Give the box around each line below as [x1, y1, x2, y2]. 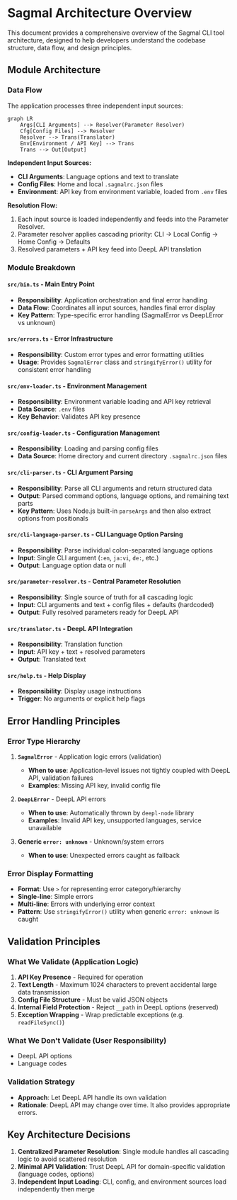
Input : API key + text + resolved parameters [17, 647, 146, 656]
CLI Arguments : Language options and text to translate [17, 172, 179, 181]
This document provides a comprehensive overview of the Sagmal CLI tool [7, 28, 225, 37]
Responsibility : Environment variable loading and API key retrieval [17, 397, 211, 406]
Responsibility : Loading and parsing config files [17, 444, 159, 453]
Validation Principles [7, 935, 101, 947]
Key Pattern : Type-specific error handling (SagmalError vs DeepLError [17, 310, 224, 319]
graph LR [7, 115, 33, 122]
